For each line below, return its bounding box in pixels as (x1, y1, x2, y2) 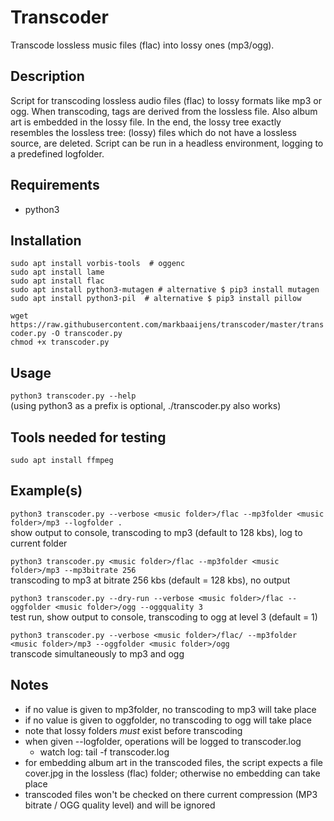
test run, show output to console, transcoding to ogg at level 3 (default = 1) (10, 611, 318, 623)
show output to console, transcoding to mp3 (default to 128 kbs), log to (10, 526, 303, 538)
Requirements (10, 177, 100, 194)
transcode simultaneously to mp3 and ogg (10, 647, 185, 660)
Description (10, 68, 85, 85)
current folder (10, 537, 68, 549)
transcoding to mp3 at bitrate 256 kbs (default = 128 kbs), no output (10, 574, 291, 586)
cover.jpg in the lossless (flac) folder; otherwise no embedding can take (24, 767, 321, 779)
